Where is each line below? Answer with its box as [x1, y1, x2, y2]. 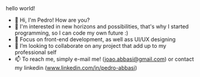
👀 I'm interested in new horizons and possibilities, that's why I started [14, 23, 189, 30]
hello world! [5, 5, 35, 12]
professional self [14, 49, 57, 56]
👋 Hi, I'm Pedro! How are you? [14, 16, 90, 24]
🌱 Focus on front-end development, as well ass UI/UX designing [14, 36, 176, 43]
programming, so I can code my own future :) [14, 29, 129, 36]
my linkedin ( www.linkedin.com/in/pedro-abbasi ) [14, 64, 138, 71]
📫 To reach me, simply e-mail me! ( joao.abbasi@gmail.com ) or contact [14, 56, 195, 62]
